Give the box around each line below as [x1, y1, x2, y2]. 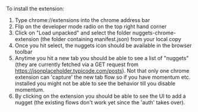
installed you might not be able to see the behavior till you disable [14, 80, 175, 87]
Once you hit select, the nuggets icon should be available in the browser [14, 42, 192, 49]
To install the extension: [6, 5, 64, 12]
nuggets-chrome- [132, 29, 177, 36]
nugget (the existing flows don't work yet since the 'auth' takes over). [14, 99, 186, 106]
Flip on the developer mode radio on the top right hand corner [14, 23, 167, 30]
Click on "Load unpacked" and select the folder [14, 29, 131, 36]
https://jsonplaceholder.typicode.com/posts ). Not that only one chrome [14, 67, 190, 74]
